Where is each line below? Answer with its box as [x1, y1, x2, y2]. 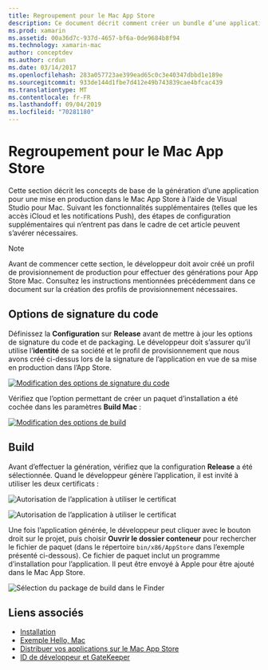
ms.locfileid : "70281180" [8, 108, 94, 116]
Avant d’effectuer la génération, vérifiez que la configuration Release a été [8, 462, 253, 471]
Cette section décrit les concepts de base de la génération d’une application [8, 185, 259, 195]
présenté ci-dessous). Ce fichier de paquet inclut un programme [8, 550, 221, 560]
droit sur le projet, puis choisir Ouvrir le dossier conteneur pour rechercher [8, 534, 257, 543]
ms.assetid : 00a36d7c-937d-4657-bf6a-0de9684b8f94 [8, 33, 180, 42]
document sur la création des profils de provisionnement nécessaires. [8, 284, 238, 294]
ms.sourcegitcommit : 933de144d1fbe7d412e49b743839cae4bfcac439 [8, 78, 223, 86]
